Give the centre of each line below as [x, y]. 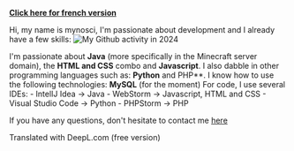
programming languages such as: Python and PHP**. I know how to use [142, 75]
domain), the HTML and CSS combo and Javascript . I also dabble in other [144, 66]
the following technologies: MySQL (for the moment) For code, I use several [147, 84]
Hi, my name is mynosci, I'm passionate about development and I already [142, 30]
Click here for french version [63, 13]
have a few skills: [41, 39]
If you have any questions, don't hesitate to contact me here [118, 120]
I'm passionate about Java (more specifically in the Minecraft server [133, 56]
